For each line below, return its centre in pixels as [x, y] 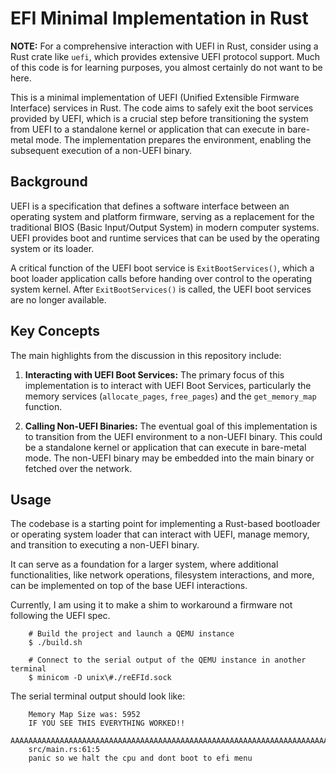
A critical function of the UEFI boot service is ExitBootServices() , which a [162, 268]
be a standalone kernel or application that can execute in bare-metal [165, 447]
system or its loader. [52, 248]
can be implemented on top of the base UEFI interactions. [129, 586]
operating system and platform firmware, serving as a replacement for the [162, 216]
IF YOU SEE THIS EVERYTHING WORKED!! [107, 723]
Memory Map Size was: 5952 [84, 715]
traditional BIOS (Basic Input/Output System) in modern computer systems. [165, 227]
